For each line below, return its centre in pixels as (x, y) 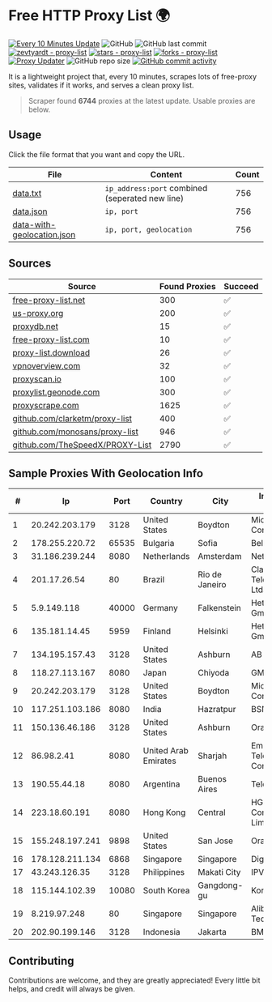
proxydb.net (36, 326)
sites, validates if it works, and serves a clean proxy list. (101, 85)
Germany (160, 608)
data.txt (27, 193)
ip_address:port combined (156, 188)
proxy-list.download (51, 352)
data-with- (34, 224)
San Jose (215, 841)
